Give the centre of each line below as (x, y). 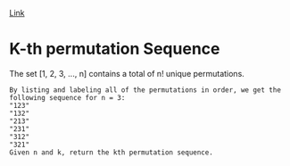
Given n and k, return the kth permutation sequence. (112, 152)
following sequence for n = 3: (67, 97)
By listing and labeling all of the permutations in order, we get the (145, 90)
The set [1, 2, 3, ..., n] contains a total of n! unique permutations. (127, 73)
